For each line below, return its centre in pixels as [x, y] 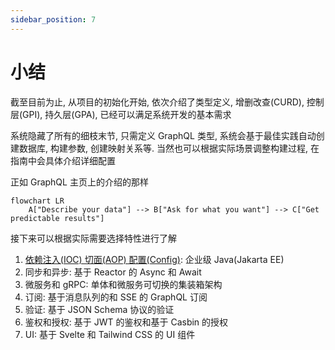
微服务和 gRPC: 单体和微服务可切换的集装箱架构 [123, 284]
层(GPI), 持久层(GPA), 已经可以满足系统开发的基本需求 [121, 114]
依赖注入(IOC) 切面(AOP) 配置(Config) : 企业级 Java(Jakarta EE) [154, 259]
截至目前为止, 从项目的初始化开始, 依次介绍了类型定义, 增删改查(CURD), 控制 [167, 102]
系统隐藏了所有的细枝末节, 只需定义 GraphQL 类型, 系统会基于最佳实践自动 [163, 135]
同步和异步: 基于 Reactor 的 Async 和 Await [113, 272]
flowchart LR [37, 201]
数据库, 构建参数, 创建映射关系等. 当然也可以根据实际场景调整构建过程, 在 [169, 148]
